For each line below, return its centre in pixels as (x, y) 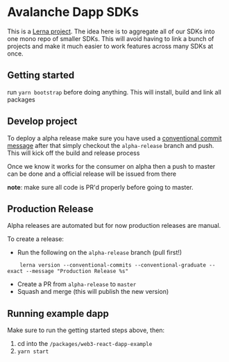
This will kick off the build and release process (74, 153)
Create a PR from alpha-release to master (77, 284)
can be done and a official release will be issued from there (92, 174)
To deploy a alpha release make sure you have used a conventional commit (114, 138)
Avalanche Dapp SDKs (73, 12)
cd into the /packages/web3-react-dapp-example (85, 344)
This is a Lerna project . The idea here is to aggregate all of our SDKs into (111, 31)
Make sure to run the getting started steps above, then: (86, 330)
